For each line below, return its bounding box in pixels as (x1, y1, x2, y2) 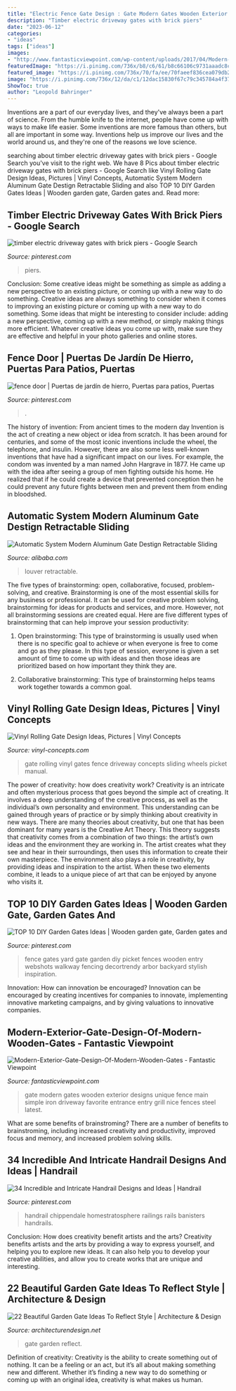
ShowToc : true (7, 82, 49, 89)
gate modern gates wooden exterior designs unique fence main (24, 1090, 209, 1099)
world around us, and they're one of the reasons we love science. (7, 138, 197, 146)
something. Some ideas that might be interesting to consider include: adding (7, 309, 228, 318)
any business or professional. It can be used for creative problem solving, (7, 595, 220, 604)
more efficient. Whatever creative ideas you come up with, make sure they (7, 324, 223, 332)
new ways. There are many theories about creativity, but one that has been (7, 818, 225, 826)
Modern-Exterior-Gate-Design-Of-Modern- (7, 1026, 202, 1038)
